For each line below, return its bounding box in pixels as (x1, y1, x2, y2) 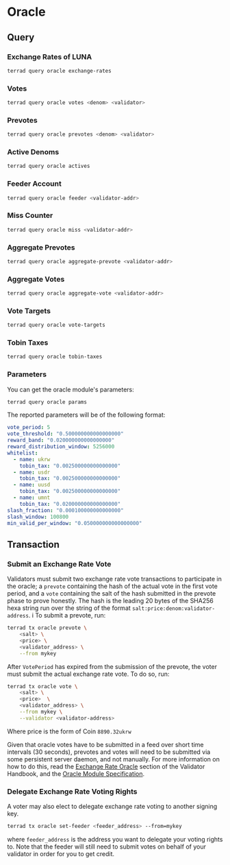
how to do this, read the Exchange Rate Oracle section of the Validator (7, 762, 205, 770)
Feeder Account (7, 179, 62, 188)
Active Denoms (7, 147, 60, 157)
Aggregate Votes (7, 274, 65, 284)
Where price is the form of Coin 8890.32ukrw (7, 727, 131, 735)
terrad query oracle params (7, 398, 88, 405)
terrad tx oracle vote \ (7, 683, 78, 690)
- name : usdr (13, 469, 51, 476)
